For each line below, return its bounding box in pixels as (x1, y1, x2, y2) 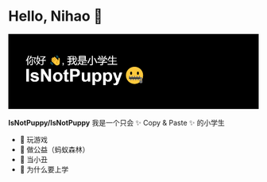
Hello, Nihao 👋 (8, 7, 103, 25)
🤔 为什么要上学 (19, 165, 69, 174)
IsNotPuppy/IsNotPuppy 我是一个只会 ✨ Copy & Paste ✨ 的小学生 (8, 118, 225, 128)
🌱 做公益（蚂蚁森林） (19, 145, 90, 154)
